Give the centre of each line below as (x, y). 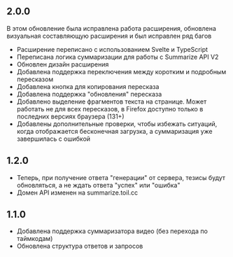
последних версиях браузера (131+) (70, 116)
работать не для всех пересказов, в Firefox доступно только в (110, 109)
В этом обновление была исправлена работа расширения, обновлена (111, 28)
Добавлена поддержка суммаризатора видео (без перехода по (112, 231)
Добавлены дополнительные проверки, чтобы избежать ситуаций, (117, 124)
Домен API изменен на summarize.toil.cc (77, 193)
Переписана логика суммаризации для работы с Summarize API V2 (118, 57)
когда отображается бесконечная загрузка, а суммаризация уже (114, 131)
